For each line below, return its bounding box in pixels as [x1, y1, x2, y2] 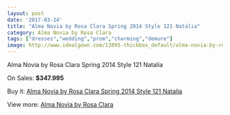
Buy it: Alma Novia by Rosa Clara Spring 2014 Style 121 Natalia [7, 87, 183, 95]
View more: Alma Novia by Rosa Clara [7, 101, 114, 108]
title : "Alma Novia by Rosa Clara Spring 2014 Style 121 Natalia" [7, 23, 201, 29]
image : [7, 42, 26, 49]
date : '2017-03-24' [7, 16, 63, 23]
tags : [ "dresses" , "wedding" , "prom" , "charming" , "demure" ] [7, 36, 173, 42]
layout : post [7, 10, 44, 17]
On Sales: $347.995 [7, 74, 64, 82]
